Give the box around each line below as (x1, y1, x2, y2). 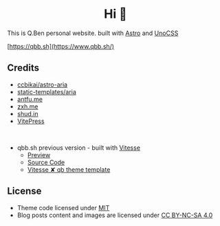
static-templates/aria (16, 87, 77, 95)
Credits (7, 62, 40, 74)
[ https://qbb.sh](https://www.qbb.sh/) (7, 42, 115, 50)
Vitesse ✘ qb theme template (27, 165, 111, 174)
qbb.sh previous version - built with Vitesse (16, 144, 141, 152)
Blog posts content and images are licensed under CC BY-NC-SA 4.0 (16, 211, 213, 219)
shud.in (16, 109, 39, 117)
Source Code (27, 158, 65, 166)
